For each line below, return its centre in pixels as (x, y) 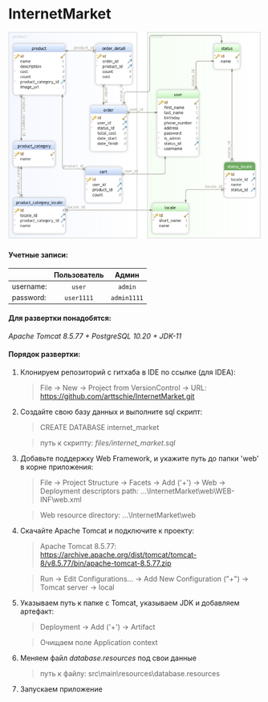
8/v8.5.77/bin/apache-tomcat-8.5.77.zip (106, 563)
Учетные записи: (39, 254)
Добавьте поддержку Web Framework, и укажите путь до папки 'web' (139, 459)
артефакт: (37, 611)
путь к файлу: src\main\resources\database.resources (130, 674)
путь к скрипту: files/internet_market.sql (108, 443)
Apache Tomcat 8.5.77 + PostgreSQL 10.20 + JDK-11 (95, 336)
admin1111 (127, 298)
